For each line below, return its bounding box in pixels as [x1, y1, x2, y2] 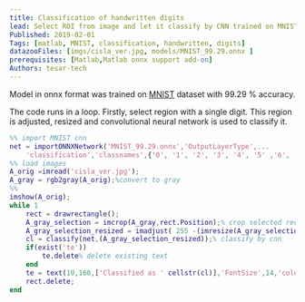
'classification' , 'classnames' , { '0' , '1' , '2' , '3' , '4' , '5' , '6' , [25, 151, 290, 160]
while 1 [9, 200, 39, 209]
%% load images [9, 159, 67, 168]
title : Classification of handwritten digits [9, 13, 184, 23]
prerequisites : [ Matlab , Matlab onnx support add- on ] [9, 55, 213, 64]
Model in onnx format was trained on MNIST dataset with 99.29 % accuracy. [9, 88, 296, 100]
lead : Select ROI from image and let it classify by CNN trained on [9, 22, 274, 31]
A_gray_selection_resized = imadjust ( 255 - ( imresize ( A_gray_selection [25, 226, 302, 236]
